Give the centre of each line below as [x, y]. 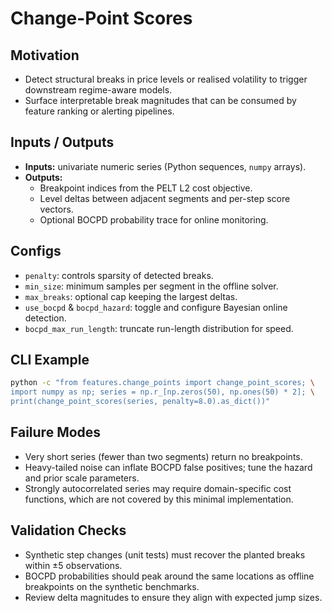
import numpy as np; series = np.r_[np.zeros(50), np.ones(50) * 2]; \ [162, 392]
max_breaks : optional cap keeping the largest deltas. [131, 296]
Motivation [45, 55]
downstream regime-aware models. [98, 90]
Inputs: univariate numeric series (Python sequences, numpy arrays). [165, 166]
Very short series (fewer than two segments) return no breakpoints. [163, 456]
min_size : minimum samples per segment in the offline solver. [151, 286]
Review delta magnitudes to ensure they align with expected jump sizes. [173, 597]
